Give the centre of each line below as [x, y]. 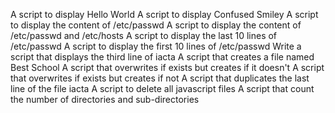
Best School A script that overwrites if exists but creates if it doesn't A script [167, 67]
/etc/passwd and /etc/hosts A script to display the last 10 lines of [144, 35]
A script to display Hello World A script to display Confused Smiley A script [164, 14]
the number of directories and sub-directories [105, 99]
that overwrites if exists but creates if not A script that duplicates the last [160, 78]
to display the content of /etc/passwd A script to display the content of [156, 25]
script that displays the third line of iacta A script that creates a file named [162, 57]
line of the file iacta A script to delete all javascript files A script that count [162, 88]
